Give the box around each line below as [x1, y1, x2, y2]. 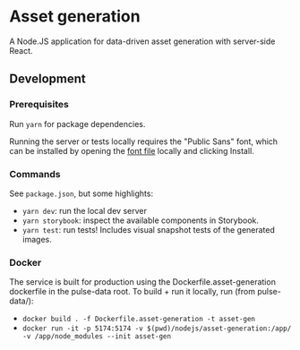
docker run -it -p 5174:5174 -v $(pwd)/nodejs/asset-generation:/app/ [21, 324, 292, 333]
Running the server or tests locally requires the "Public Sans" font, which [9, 136, 279, 147]
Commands [9, 167, 61, 180]
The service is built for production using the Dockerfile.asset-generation [9, 277, 276, 287]
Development [9, 72, 87, 87]
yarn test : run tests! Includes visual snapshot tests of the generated [21, 224, 276, 235]
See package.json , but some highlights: [9, 188, 154, 199]
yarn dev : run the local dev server [21, 205, 148, 216]
